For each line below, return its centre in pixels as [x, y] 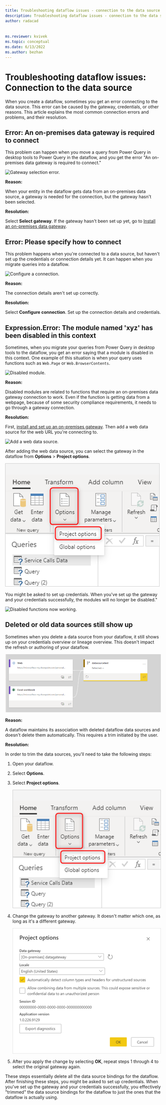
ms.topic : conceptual [27, 42]
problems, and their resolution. [36, 117]
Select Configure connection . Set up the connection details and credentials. [83, 312]
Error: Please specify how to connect [63, 242]
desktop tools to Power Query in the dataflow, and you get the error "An [78, 158]
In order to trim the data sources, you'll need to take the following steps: [78, 754]
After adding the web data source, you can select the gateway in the [75, 451]
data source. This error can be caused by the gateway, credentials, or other [82, 107]
